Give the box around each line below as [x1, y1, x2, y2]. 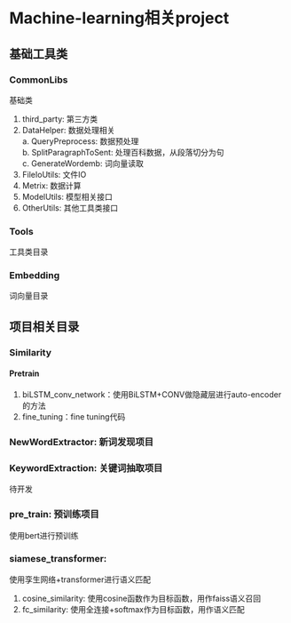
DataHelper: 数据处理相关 [21, 124, 115, 135]
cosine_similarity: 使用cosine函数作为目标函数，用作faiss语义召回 [21, 593, 262, 603]
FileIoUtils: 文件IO [21, 169, 87, 180]
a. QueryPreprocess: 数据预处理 [21, 135, 139, 147]
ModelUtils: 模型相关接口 [21, 191, 114, 202]
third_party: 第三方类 [21, 113, 98, 124]
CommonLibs [9, 73, 68, 85]
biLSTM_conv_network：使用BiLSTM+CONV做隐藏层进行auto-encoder [21, 388, 282, 400]
